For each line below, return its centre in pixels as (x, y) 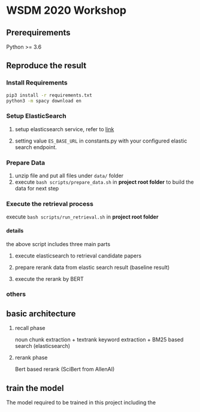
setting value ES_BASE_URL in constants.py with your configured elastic (101, 141)
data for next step (37, 189)
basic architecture (41, 313)
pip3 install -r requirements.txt (49, 95)
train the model (35, 388)
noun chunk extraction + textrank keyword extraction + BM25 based (99, 340)
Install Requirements (37, 83)
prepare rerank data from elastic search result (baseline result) (92, 267)
